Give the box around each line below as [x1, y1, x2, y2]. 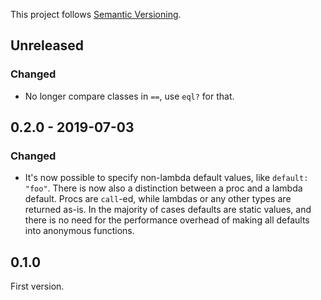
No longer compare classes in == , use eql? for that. [24, 90, 235, 102]
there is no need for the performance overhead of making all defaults [24, 214, 310, 226]
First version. [10, 280, 65, 293]
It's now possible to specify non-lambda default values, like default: [24, 172, 309, 184]
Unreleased [10, 37, 85, 54]
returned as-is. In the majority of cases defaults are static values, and [24, 204, 312, 216]
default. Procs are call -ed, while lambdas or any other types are [24, 193, 292, 205]
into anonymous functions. [24, 225, 135, 237]
